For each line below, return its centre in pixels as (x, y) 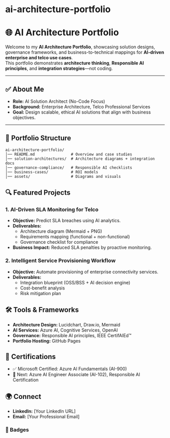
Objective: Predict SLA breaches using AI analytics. (67, 221)
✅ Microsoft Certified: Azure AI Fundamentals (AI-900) (70, 369)
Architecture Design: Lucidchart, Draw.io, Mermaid (66, 324)
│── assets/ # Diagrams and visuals (63, 176)
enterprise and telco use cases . (39, 58)
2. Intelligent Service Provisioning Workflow (60, 261)
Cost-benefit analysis (42, 288)
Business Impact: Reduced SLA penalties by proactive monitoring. (82, 247)
